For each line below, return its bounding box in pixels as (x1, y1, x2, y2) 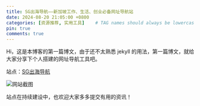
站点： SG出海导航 (6, 68, 51, 75)
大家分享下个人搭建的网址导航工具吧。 (6, 55, 100, 63)
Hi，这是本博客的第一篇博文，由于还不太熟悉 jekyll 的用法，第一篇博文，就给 (6, 48, 195, 55)
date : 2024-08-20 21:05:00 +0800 (6, 14, 90, 20)
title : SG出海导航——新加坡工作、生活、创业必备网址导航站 (6, 8, 134, 15)
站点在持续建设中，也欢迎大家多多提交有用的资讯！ (6, 93, 132, 101)
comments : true (6, 31, 44, 37)
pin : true (6, 25, 31, 32)
